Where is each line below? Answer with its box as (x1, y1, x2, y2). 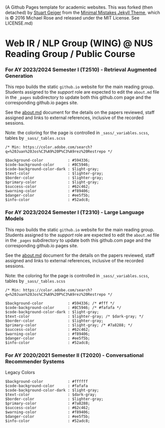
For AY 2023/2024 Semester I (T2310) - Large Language (5, 209, 145, 216)
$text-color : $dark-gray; (5, 392, 97, 397)
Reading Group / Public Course (5, 49, 136, 60)
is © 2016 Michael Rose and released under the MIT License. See (5, 15, 140, 21)
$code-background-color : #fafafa (5, 383, 88, 388)
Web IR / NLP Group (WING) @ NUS (5, 38, 153, 49)
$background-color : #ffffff (5, 379, 88, 384)
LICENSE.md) (5, 20, 33, 26)
